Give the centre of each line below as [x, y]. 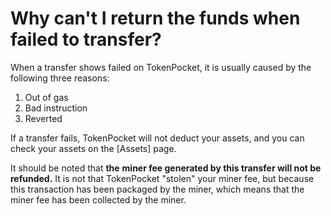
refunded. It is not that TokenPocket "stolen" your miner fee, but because [162, 178]
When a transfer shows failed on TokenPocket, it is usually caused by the [161, 67]
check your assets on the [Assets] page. [93, 148]
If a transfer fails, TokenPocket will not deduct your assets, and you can [157, 138]
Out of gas [46, 97]
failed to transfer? [86, 39]
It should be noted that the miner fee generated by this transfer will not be [166, 168]
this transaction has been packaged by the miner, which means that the [157, 189]
